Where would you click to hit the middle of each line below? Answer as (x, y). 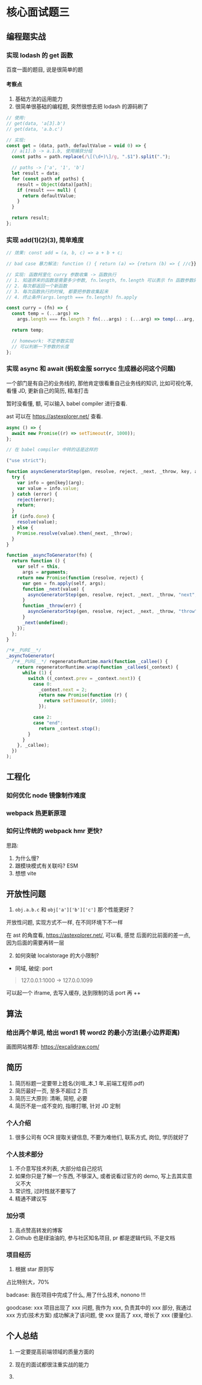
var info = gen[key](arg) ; (51, 483)
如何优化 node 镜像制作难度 (46, 796)
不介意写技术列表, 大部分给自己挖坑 (59, 1168)
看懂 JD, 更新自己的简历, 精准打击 (47, 390)
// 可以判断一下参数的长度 (40, 347)
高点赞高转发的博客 (39, 1230)
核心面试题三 (38, 12)
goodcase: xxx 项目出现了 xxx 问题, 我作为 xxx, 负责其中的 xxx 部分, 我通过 (99, 1308)
